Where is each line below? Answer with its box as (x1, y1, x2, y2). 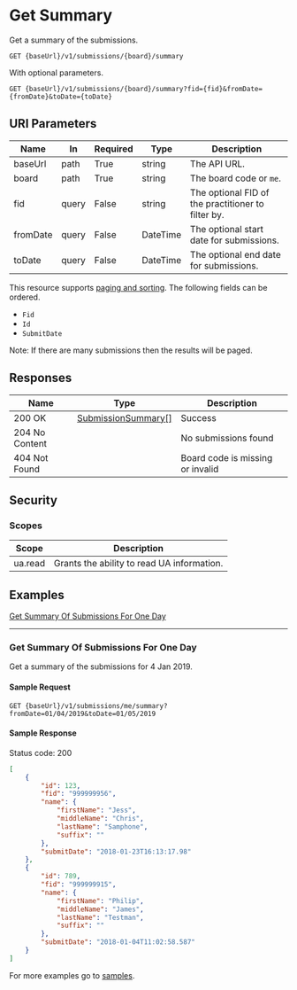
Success (180, 411, 217, 424)
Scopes (9, 519, 42, 532)
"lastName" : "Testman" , (56, 913, 144, 922)
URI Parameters (9, 116, 97, 131)
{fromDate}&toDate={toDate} (9, 92, 113, 101)
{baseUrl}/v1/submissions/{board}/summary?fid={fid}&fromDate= (25, 84, 263, 93)
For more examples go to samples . (9, 970, 135, 980)
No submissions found (180, 432, 274, 444)
